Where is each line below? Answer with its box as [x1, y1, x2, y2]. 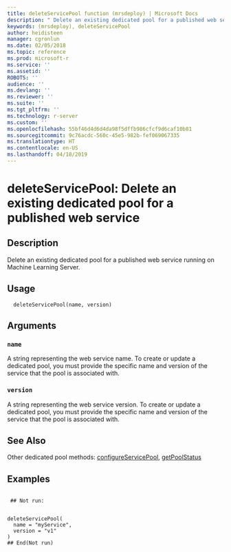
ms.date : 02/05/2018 [7, 42, 67, 49]
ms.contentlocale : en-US [7, 145, 78, 152]
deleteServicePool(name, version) [13, 301, 112, 308]
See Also [7, 435, 46, 447]
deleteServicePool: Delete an [7, 181, 177, 196]
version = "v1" [13, 528, 57, 535]
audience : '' [7, 81, 45, 88]
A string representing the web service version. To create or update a [7, 400, 201, 409]
